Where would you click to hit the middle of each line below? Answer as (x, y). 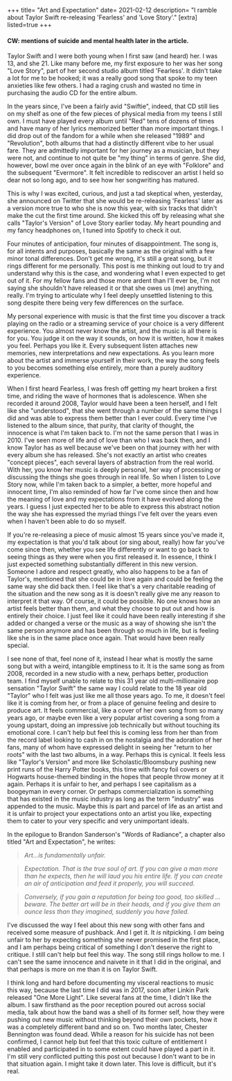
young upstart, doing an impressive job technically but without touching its (114, 725)
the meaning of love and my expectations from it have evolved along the (110, 500)
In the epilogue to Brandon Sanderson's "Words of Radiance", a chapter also (116, 835)
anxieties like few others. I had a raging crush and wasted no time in (104, 85)
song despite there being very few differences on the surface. (96, 303)
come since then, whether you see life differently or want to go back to (108, 550)
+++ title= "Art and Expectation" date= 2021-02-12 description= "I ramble (112, 10)
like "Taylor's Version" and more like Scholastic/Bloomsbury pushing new (112, 762)
